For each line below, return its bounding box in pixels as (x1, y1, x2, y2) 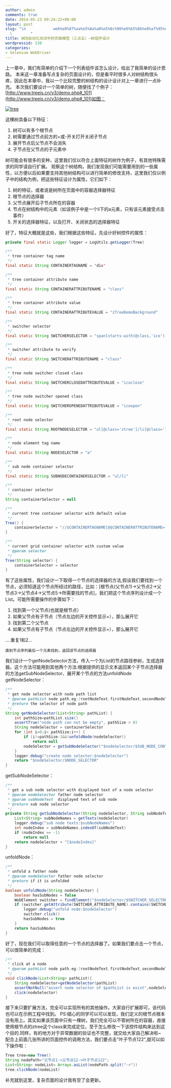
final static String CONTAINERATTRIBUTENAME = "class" (5, 286, 124, 292)
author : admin (5, 7, 36, 13)
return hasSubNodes (14, 926, 56, 931)
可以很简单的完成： (5, 946, 46, 953)
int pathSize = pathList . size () (14, 715, 79, 720)
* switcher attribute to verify (7, 347, 76, 352)
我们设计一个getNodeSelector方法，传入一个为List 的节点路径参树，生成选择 (5, 658, 164, 664)
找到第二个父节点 (12, 620, 49, 626)
